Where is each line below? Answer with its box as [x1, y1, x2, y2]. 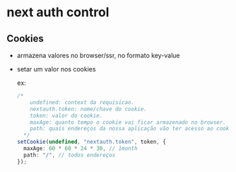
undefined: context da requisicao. [30, 98, 135, 106]
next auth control [6, 4, 110, 21]
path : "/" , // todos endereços [23, 151, 116, 159]
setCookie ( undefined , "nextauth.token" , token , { [16, 139, 167, 146]
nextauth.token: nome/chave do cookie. [30, 105, 148, 113]
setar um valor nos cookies [16, 65, 96, 73]
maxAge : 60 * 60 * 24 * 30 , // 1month [23, 145, 138, 152]
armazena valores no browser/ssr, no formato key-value [16, 51, 181, 59]
